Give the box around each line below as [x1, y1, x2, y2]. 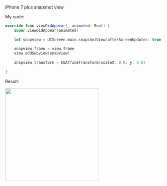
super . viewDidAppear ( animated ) [14, 28, 79, 33]
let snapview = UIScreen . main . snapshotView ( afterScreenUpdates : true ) [14, 37, 164, 42]
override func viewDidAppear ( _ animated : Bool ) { [5, 23, 110, 28]
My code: [5, 14, 25, 19]
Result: [5, 78, 19, 84]
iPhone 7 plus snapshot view [5, 4, 64, 10]
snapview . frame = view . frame [14, 46, 75, 51]
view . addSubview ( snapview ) [14, 51, 70, 56]
